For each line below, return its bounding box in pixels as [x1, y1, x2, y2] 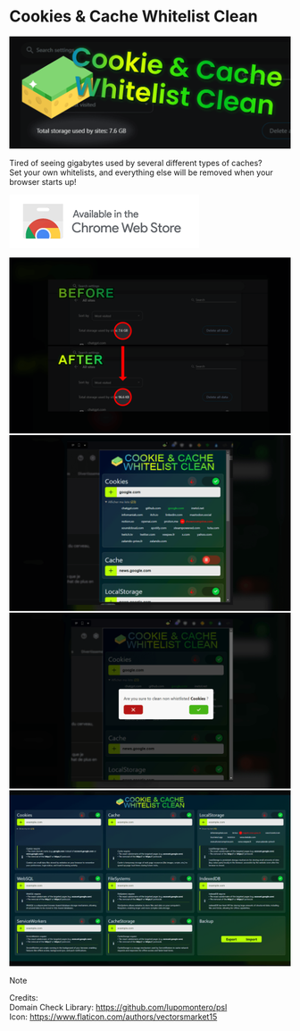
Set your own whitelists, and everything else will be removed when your [9, 167, 274, 178]
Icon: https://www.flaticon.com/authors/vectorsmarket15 [9, 1011, 218, 1022]
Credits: [9, 993, 38, 1003]
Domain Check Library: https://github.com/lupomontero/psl [9, 1002, 228, 1013]
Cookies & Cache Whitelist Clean [9, 6, 258, 27]
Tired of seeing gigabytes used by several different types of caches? [9, 158, 263, 169]
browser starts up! [9, 177, 78, 188]
